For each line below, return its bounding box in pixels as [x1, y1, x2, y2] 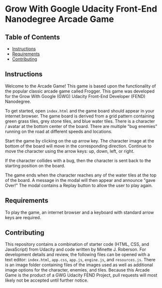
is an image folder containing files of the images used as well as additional [5, 262, 153, 268]
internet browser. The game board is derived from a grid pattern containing [5, 113, 155, 119]
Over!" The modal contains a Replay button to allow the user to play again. [5, 182, 153, 188]
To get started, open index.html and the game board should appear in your [5, 108, 155, 113]
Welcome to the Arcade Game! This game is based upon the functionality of [5, 83, 156, 89]
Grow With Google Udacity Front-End [5, 3, 157, 15]
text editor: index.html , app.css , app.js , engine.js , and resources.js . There [5, 257, 156, 263]
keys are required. [5, 214, 41, 220]
